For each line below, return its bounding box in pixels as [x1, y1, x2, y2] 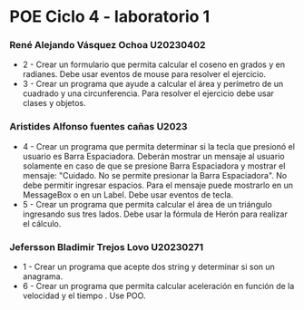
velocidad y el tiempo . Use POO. [22, 290, 146, 301]
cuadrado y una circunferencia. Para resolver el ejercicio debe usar [22, 88, 275, 99]
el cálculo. [22, 218, 62, 228]
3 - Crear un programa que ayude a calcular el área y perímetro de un [22, 79, 284, 90]
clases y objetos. [22, 98, 86, 109]
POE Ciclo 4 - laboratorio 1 [9, 6, 211, 27]
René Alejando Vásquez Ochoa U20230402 [9, 39, 206, 52]
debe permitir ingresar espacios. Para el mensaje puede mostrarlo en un [22, 179, 293, 190]
